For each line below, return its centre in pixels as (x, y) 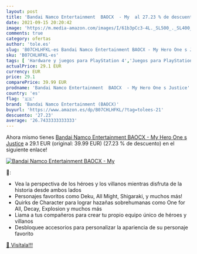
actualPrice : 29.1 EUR (34, 66)
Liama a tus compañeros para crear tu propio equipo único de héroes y (101, 215)
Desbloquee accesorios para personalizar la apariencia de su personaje (101, 228)
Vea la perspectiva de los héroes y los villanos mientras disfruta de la (98, 184)
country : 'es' (23, 93)
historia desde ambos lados (48, 190)
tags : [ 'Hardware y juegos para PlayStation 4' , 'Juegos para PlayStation (99, 60)
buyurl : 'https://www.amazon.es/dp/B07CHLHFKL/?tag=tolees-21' (85, 110)
